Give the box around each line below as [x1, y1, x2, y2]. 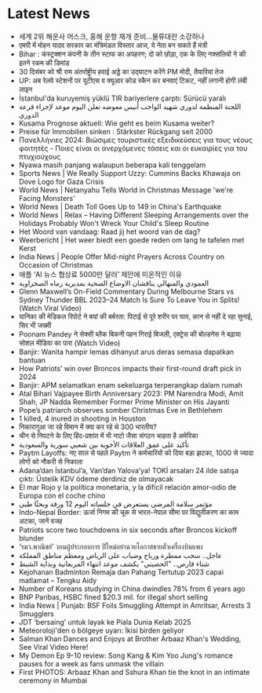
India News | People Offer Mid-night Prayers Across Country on [18, 252, 225, 261]
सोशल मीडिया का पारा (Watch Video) [18, 338, 121, 348]
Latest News [7, 5, 91, 23]
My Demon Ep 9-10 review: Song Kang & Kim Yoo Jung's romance [18, 651, 233, 660]
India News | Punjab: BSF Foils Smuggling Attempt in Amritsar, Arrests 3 [18, 600, 252, 610]
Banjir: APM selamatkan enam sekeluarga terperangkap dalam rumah [18, 380, 242, 389]
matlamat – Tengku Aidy [18, 575, 97, 585]
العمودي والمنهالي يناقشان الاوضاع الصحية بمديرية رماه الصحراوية [18, 278, 209, 287]
